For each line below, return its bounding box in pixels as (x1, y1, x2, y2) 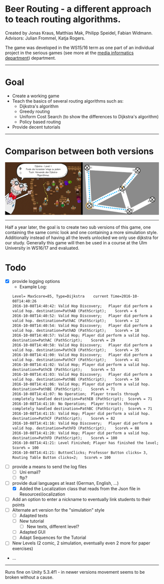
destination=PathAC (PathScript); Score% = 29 (12, 338, 116, 343)
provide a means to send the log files (12, 463, 87, 470)
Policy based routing (19, 119, 61, 125)
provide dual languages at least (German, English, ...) (12, 480, 119, 486)
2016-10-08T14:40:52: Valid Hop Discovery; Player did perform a (12, 313, 152, 318)
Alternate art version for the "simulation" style (12, 507, 105, 513)
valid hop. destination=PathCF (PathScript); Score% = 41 (12, 357, 140, 362)
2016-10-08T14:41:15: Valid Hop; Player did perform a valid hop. (12, 411, 150, 416)
